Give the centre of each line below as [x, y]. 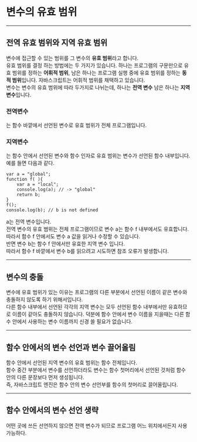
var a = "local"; [38, 185]
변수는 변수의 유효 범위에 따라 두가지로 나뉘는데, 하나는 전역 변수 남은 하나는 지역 [98, 87]
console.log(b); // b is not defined [52, 210]
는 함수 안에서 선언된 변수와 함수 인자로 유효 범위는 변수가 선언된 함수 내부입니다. [98, 156]
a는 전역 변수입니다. [29, 222]
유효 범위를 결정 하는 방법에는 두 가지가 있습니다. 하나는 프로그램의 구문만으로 [94, 65]
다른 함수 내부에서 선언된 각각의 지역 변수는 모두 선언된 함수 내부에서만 [86, 307]
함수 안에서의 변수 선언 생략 [52, 411]
